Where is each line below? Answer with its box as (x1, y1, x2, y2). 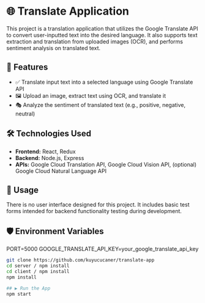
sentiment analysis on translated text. (6, 44, 101, 51)
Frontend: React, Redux (15, 148, 76, 155)
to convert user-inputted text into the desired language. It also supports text (6, 31, 198, 38)
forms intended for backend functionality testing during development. (6, 208, 182, 215)
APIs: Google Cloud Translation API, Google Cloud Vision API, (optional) (15, 161, 197, 168)
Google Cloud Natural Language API (15, 167, 107, 175)
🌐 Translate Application (6, 4, 130, 18)
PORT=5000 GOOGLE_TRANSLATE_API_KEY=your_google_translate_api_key (6, 246, 199, 253)
